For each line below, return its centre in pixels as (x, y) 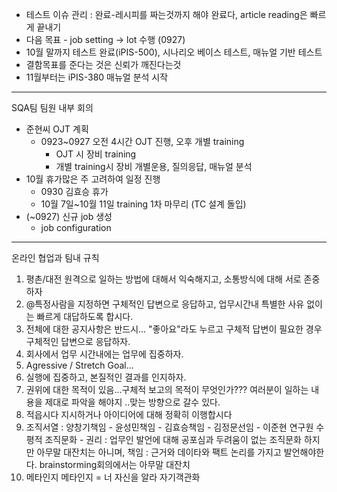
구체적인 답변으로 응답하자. (78, 341)
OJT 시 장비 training (96, 154)
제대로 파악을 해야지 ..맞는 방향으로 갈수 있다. (132, 402)
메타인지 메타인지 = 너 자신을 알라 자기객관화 (113, 477)
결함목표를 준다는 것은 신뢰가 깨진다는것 (103, 64)
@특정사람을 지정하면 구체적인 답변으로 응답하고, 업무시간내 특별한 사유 (165, 304)
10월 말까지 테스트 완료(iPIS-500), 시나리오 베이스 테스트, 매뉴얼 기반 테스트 (174, 52)
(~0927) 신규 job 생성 (69, 216)
